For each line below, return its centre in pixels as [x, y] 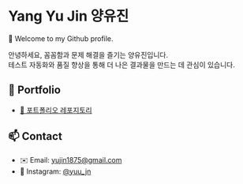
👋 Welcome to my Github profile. [61, 38]
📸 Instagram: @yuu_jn [55, 171]
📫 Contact [36, 136]
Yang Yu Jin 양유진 [69, 16]
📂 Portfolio [35, 90]
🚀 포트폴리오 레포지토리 [56, 110]
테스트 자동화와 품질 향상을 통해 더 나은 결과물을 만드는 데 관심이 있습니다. [121, 65]
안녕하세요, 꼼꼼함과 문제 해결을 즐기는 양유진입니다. [88, 54]
